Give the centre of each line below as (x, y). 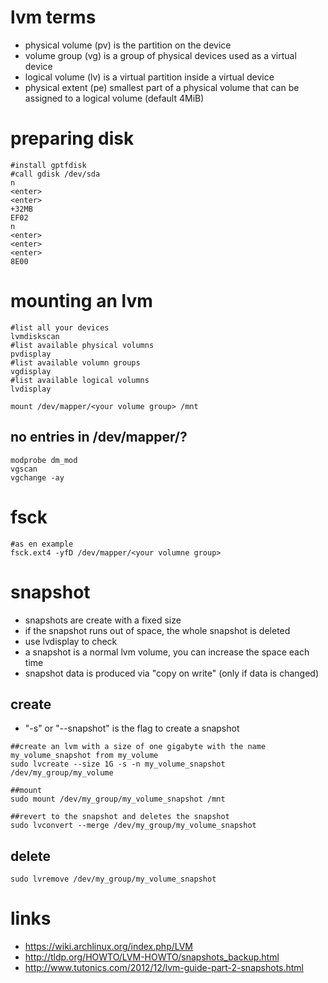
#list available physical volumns (82, 345)
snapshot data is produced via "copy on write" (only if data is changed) (172, 673)
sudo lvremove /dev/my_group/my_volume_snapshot (113, 879)
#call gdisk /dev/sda (55, 174)
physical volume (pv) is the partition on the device (128, 45)
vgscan (24, 469)
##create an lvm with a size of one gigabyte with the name (138, 747)
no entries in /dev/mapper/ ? (99, 437)
